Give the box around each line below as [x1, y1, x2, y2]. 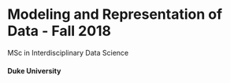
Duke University [7, 66, 61, 75]
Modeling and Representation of [7, 5, 223, 23]
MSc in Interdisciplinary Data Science [7, 48, 129, 57]
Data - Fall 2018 [7, 22, 112, 40]
